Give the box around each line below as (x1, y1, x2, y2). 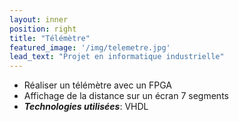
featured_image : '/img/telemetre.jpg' (9, 42, 171, 53)
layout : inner (9, 14, 69, 25)
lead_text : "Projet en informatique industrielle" (9, 52, 225, 62)
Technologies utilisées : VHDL (23, 101, 149, 113)
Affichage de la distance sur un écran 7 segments (23, 90, 229, 102)
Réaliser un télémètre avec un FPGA (23, 79, 172, 91)
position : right (9, 24, 77, 34)
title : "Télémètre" (9, 33, 91, 43)
